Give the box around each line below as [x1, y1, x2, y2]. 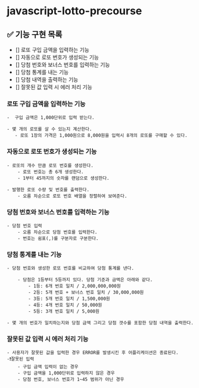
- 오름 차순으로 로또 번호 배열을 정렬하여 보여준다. [17, 193, 128, 199]
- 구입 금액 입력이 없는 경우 [17, 364, 79, 370]
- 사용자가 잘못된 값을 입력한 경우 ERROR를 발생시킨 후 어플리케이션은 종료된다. [7, 350, 179, 356]
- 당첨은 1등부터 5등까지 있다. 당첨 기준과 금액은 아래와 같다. [17, 277, 153, 283]
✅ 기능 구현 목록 [7, 29, 63, 39]
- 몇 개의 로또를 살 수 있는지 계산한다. [7, 126, 92, 132]
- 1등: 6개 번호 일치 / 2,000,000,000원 [28, 283, 121, 289]
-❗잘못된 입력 [7, 356, 35, 362]
